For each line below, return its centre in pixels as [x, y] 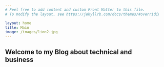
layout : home [18, 23]
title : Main [17, 27]
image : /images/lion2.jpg [31, 32]
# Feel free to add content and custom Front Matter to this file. [75, 10]
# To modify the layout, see [35, 14]
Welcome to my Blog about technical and [69, 52]
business [19, 59]
